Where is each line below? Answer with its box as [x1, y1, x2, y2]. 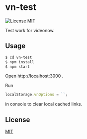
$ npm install [5, 59, 35, 64]
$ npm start [5, 64, 30, 69]
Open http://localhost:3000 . [5, 73, 64, 79]
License [5, 115, 30, 124]
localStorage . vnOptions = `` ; [5, 92, 68, 97]
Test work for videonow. [5, 27, 55, 33]
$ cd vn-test [5, 55, 32, 60]
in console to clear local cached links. [5, 101, 83, 107]
